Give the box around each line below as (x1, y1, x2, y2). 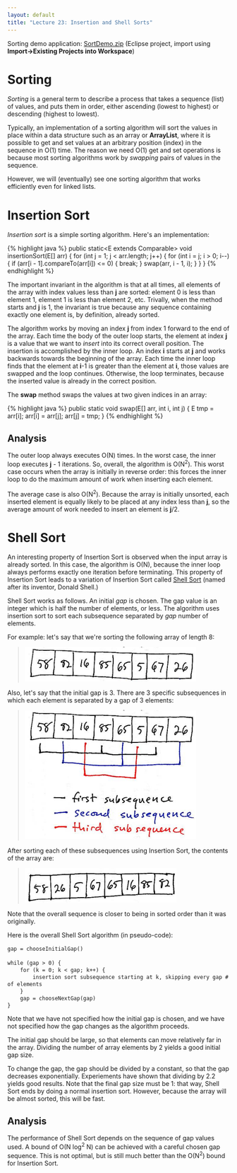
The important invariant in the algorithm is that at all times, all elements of (7, 280, 221, 289)
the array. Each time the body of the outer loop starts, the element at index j (7, 332, 228, 340)
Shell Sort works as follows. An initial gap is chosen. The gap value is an (7, 596, 217, 605)
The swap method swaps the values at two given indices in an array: (7, 391, 207, 399)
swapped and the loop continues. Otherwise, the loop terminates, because (7, 369, 224, 378)
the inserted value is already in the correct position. (7, 377, 157, 386)
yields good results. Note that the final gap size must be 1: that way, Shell (7, 1080, 220, 1088)
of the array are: (7, 854, 54, 862)
